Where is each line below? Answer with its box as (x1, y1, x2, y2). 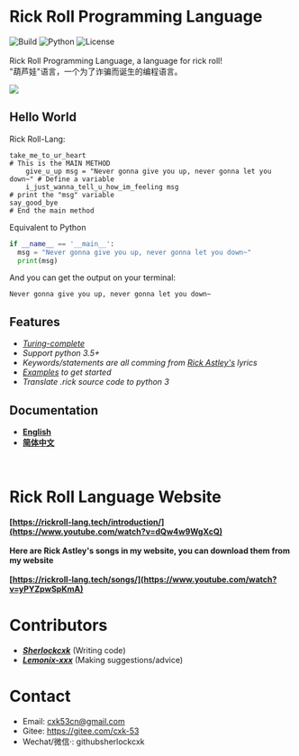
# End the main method (9, 205, 95, 215)
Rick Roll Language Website (9, 487, 222, 507)
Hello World (9, 110, 77, 125)
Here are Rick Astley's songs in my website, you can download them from (9, 545, 291, 556)
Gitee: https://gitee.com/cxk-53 (22, 725, 140, 736)
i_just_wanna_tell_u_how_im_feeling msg (25, 182, 179, 191)
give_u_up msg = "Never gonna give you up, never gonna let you (25, 167, 272, 176)
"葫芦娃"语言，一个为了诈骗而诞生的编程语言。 (9, 66, 183, 77)
